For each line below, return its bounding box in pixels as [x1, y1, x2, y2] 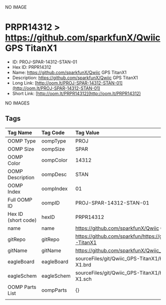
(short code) [7, 216, 37, 223]
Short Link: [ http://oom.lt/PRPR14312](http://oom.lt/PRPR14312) [12, 90, 141, 96]
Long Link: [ [12, 80, 37, 86]
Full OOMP [7, 196, 33, 203]
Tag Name [7, 129, 32, 136]
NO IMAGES [5, 100, 30, 106]
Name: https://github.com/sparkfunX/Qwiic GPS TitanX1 [12, 69, 127, 75]
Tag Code [41, 129, 65, 136]
